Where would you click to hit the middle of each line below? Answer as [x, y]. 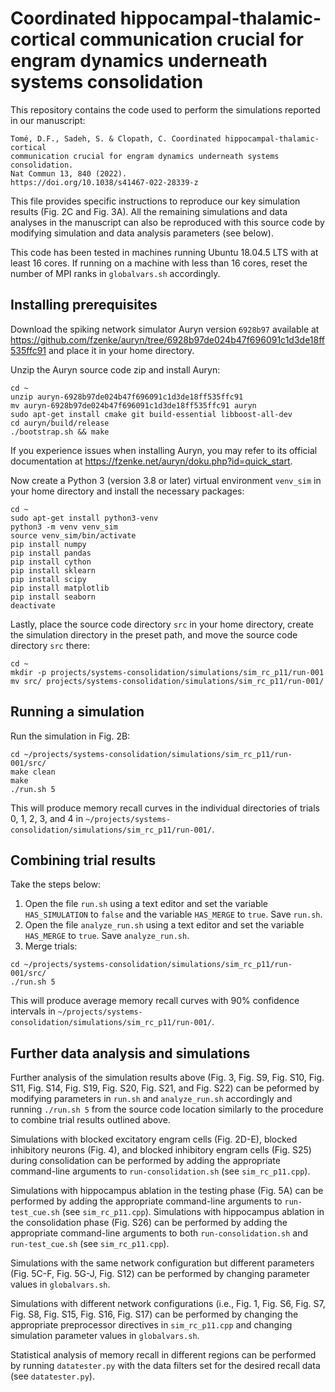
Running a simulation [77, 712]
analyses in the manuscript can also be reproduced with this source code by [167, 222]
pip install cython [51, 562]
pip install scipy [48, 579]
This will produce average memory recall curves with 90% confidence [155, 1001]
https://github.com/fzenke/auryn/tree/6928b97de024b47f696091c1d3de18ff [167, 339]
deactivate [33, 605]
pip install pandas [51, 553]
